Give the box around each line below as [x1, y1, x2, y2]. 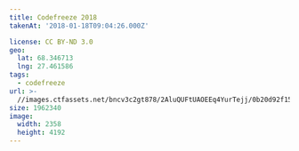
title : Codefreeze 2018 [9, 12, 98, 22]
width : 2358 [17, 120, 62, 129]
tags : [9, 70, 29, 80]
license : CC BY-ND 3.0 [9, 37, 93, 46]
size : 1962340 [9, 103, 62, 112]
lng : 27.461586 [17, 62, 74, 71]
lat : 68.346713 [17, 54, 74, 63]
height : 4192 [17, 128, 66, 138]
